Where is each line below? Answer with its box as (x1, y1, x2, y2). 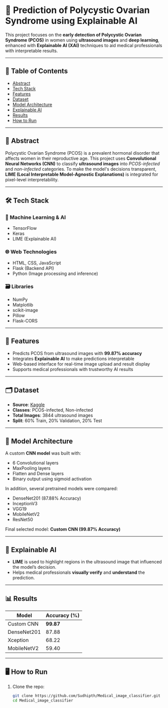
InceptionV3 (12, 501, 37, 507)
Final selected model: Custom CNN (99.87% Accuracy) (5, 526, 121, 532)
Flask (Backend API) (12, 265, 54, 271)
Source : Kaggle (12, 402, 45, 408)
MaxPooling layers (12, 465, 51, 471)
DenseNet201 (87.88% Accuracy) (12, 495, 81, 501)
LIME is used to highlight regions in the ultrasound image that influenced (12, 559, 162, 565)
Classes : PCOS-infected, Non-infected (12, 407, 93, 413)
